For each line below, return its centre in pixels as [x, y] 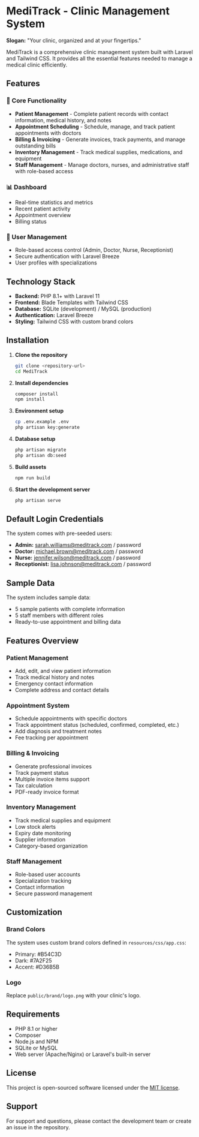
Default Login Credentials [55, 519]
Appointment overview [43, 215]
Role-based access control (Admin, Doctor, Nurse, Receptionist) [94, 250]
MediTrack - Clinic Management [88, 11]
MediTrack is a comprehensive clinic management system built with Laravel [99, 52]
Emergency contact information [54, 683]
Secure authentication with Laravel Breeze [67, 257]
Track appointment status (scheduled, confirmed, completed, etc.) [97, 725]
